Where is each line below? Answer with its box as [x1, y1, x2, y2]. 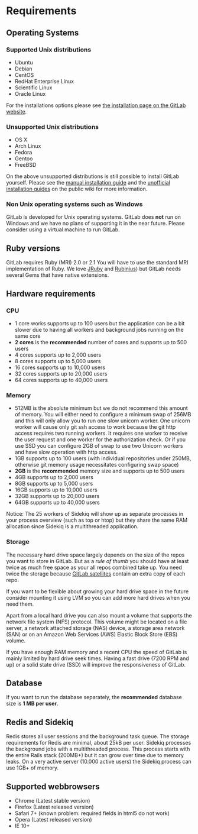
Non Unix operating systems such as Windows [6, 200, 143, 208]
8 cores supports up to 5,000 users [14, 357, 101, 364]
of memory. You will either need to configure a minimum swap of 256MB [14, 411, 191, 418]
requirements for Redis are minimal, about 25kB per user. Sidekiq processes [6, 739, 191, 746]
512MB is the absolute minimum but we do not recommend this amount [14, 405, 188, 412]
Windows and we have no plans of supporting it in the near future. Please [6, 220, 185, 227]
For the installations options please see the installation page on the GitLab [6, 102, 186, 109]
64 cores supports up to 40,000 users [14, 376, 108, 383]
